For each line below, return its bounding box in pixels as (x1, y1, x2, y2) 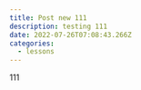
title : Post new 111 (9, 13, 88, 23)
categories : (9, 38, 55, 48)
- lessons (17, 47, 55, 56)
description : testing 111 (9, 22, 107, 31)
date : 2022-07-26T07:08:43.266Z (9, 30, 132, 39)
